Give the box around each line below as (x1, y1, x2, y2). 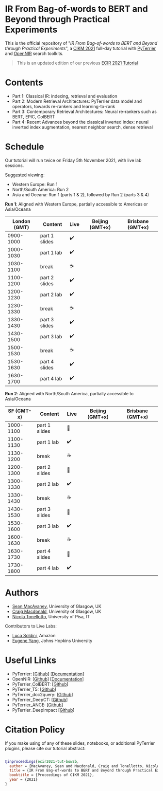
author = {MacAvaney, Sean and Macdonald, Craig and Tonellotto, (9, 763, 145, 769)
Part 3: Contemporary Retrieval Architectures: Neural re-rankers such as (12, 109, 157, 114)
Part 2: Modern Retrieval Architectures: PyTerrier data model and (12, 98, 142, 104)
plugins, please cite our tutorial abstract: (5, 745, 86, 751)
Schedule (5, 141, 45, 152)
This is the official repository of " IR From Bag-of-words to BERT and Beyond (5, 40, 158, 46)
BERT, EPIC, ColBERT (12, 113, 55, 120)
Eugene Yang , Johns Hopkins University (12, 638, 93, 644)
